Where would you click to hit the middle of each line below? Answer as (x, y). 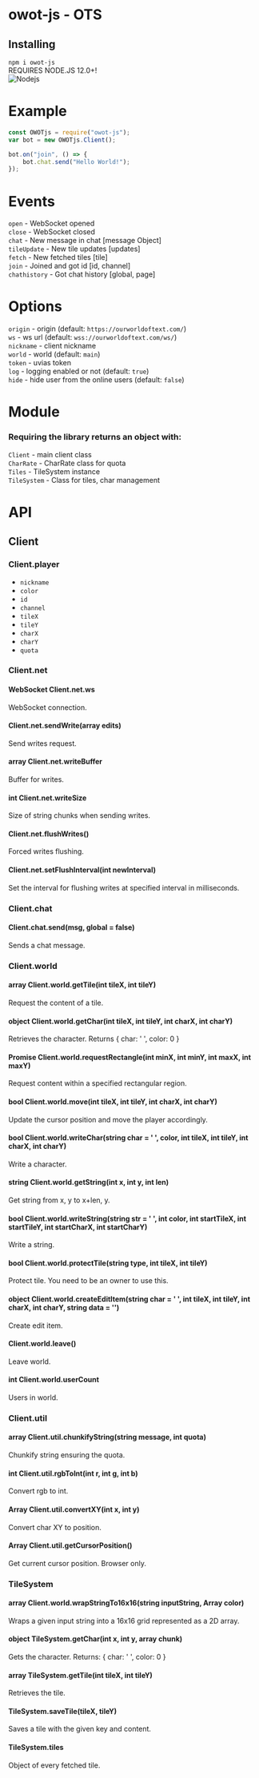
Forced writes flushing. (46, 851)
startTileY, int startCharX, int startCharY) (78, 1227)
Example (38, 112)
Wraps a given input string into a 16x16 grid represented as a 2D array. (124, 1621)
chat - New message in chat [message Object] (85, 241)
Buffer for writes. (36, 779)
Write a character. (38, 1164)
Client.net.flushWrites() (49, 834)
